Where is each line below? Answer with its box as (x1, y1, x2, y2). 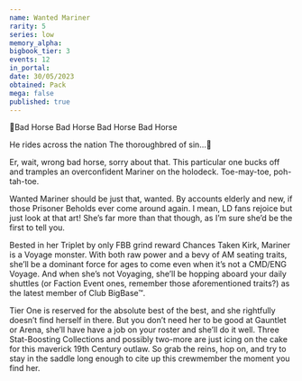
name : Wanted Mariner (9, 13, 91, 23)
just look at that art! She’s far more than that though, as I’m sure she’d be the (9, 213, 293, 224)
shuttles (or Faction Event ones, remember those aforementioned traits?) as (9, 278, 290, 289)
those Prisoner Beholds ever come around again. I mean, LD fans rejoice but (9, 203, 293, 214)
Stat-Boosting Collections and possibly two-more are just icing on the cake (9, 334, 288, 345)
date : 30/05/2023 (9, 72, 75, 81)
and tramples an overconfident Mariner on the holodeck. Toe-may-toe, (9, 166, 272, 177)
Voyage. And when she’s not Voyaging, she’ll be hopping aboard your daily (9, 268, 287, 280)
